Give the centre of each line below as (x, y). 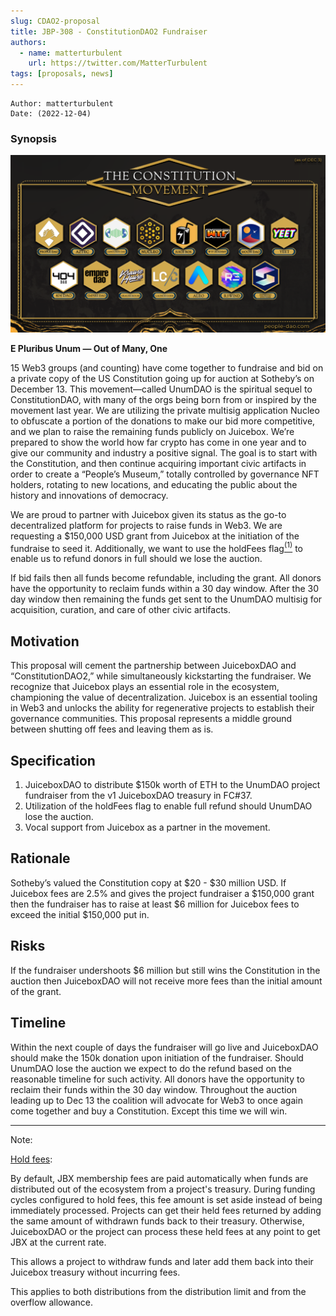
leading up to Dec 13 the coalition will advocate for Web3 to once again (156, 1100)
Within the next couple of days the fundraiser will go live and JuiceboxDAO (164, 1047)
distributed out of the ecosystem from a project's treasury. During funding (163, 1189)
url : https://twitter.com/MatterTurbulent (118, 63)
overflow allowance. (52, 1302)
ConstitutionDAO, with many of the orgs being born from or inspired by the (163, 399)
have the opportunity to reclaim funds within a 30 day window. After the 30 (165, 589)
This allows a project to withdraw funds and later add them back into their (162, 1261)
